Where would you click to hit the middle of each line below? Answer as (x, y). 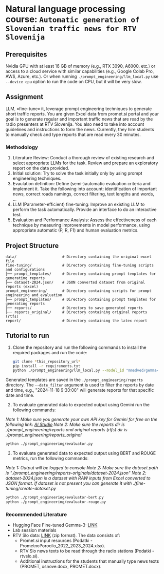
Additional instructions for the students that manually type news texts (89, 561)
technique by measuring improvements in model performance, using (81, 225)
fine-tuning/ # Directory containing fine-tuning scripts (80, 265)
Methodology (22, 147)
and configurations (25, 269)
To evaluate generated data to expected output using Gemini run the (81, 405)
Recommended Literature (36, 514)
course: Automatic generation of (73, 19)
